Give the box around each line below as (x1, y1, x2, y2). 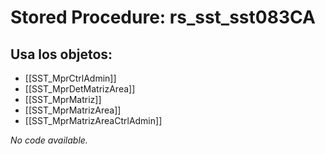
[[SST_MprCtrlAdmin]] (24, 72, 117, 84)
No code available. (10, 134, 88, 146)
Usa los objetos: (10, 46, 113, 63)
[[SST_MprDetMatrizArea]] (24, 83, 136, 95)
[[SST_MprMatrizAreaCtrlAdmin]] (24, 115, 163, 126)
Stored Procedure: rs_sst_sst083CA (10, 6, 316, 29)
